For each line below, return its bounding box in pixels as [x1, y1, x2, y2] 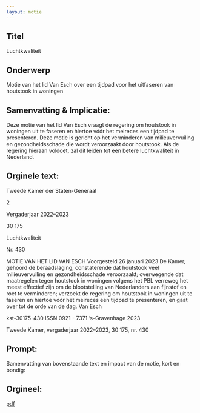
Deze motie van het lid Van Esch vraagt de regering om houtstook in [6, 121, 176, 129]
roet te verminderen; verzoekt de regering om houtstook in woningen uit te [6, 289, 193, 297]
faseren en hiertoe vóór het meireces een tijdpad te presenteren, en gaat [6, 296, 188, 303]
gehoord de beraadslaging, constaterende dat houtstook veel [6, 264, 159, 271]
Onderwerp [6, 65, 50, 75]
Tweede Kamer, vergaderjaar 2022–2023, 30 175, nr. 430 [6, 326, 149, 334]
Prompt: [6, 344, 38, 354]
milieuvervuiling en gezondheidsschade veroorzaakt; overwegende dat [6, 270, 184, 278]
